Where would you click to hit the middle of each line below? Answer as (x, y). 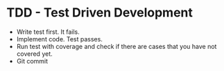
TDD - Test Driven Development (100, 13)
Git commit (32, 61)
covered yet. (34, 54)
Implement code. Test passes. (60, 39)
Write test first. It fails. (48, 32)
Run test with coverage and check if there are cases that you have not (117, 46)
